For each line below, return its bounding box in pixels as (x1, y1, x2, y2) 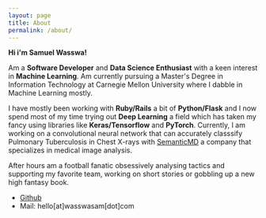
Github (19, 193, 42, 202)
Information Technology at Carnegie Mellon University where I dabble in (8, 80, 243, 89)
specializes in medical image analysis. (8, 145, 133, 155)
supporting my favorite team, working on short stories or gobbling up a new (8, 169, 255, 179)
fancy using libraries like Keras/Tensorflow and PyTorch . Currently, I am (8, 120, 245, 130)
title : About (8, 19, 51, 27)
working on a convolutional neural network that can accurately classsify (8, 129, 243, 138)
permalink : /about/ (8, 26, 73, 34)
